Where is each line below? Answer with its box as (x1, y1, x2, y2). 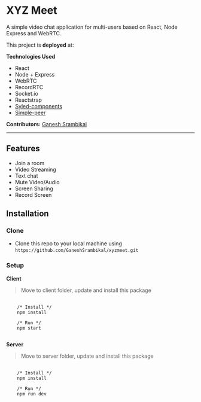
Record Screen (14, 191, 52, 198)
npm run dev (17, 391, 47, 397)
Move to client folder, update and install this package (20, 287, 151, 294)
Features (6, 144, 40, 154)
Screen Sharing (14, 185, 54, 192)
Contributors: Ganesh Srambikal (6, 120, 87, 127)
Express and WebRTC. (6, 29, 62, 36)
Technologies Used (6, 53, 56, 60)
